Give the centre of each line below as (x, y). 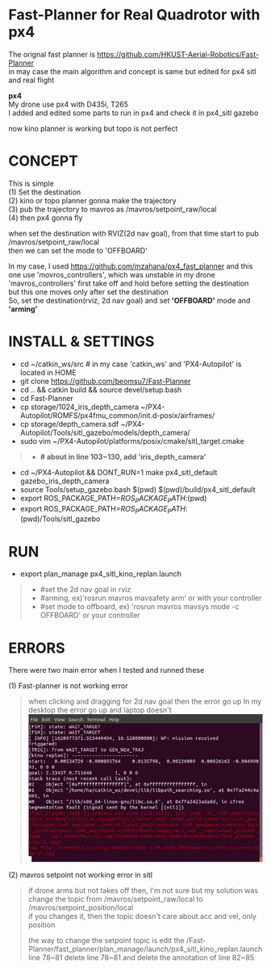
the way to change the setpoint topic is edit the (106, 940)
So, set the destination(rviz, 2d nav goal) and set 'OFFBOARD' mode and (129, 300)
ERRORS (37, 648)
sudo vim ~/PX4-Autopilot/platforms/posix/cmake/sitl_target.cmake (132, 441)
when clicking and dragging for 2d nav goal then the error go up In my (145, 702)
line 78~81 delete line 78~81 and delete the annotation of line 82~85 (141, 957)
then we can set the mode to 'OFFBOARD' (78, 250)
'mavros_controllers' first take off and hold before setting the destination (129, 283)
